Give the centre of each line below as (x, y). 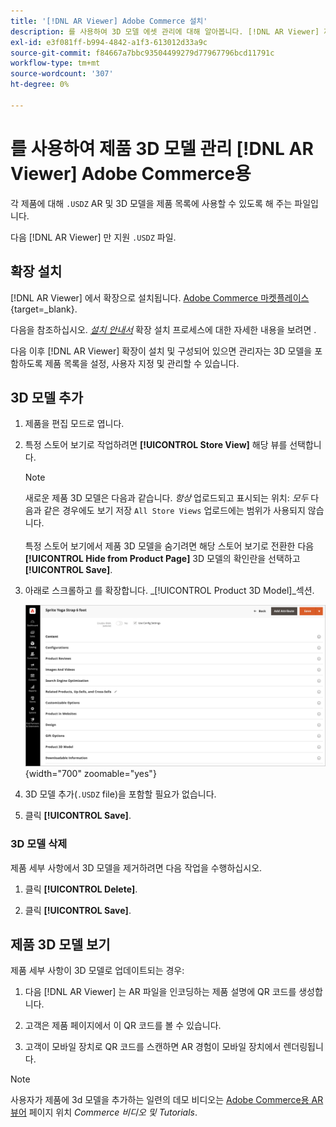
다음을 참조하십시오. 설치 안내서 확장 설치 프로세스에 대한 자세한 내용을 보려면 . (163, 329)
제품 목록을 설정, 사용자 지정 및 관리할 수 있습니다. (142, 363)
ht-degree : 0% (40, 85)
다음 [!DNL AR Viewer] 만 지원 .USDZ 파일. (93, 237)
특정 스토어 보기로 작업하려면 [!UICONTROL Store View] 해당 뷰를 (156, 445)
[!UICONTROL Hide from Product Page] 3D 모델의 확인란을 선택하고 (162, 559)
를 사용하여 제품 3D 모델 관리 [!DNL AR (162, 148)
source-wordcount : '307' (62, 74)
